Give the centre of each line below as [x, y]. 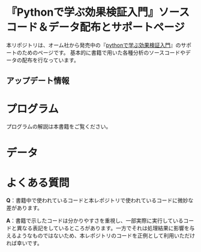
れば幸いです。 [25, 243]
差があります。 [25, 208]
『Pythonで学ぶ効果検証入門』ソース [98, 12]
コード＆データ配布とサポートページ [95, 27]
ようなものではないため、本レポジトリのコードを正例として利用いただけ [106, 236]
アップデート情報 [38, 81]
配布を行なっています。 [50, 60]
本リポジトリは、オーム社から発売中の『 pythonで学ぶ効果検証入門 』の [94, 45]
